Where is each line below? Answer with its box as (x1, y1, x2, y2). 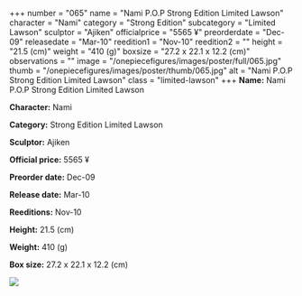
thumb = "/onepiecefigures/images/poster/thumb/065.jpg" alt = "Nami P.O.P (9, 65, 293, 76)
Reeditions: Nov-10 (9, 207, 82, 217)
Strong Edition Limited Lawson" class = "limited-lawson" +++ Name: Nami (9, 75, 286, 85)
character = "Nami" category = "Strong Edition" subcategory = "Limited (9, 17, 277, 28)
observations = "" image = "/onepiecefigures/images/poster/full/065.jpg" (9, 56, 282, 66)
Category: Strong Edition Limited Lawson (9, 119, 164, 130)
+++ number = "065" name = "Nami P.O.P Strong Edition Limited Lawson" (9, 8, 284, 18)
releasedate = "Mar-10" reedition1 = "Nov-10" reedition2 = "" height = (24, 36, 283, 47)
